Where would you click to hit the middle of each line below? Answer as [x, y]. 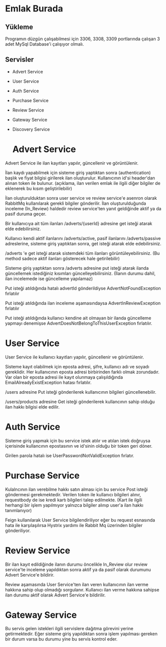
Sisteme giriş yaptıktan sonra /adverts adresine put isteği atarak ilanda [77, 268]
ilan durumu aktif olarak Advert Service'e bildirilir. [55, 595]
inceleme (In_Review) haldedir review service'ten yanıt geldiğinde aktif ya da [83, 208]
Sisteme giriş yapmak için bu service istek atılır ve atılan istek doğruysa [78, 441]
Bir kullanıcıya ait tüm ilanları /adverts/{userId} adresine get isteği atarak [79, 223]
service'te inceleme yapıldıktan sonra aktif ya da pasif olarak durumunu [78, 569]
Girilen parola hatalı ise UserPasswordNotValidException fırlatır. [70, 455]
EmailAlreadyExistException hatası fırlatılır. [48, 382]
